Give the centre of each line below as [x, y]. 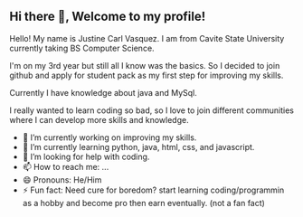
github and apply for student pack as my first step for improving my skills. [147, 75]
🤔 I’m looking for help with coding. [86, 156]
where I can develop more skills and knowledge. [99, 119]
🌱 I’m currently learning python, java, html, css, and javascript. [138, 146]
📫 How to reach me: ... [66, 166]
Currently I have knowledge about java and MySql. [103, 92]
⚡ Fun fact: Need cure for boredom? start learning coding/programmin [153, 190]
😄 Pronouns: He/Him [62, 179]
